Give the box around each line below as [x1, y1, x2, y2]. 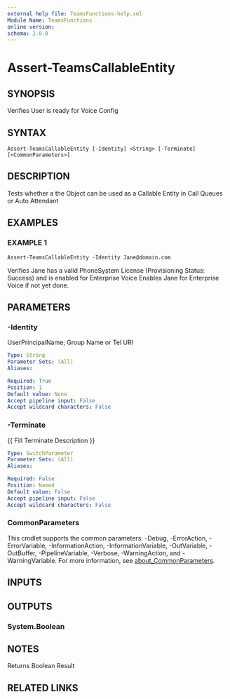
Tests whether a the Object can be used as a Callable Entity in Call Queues [7, 189, 223, 197]
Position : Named [7, 482, 55, 489]
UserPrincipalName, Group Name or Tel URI [7, 338, 134, 347]
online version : [7, 23, 55, 30]
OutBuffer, [7, 548, 37, 557]
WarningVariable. [7, 556, 57, 564]
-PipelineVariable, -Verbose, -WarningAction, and [38, 548, 181, 557]
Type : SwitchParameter [7, 449, 74, 456]
